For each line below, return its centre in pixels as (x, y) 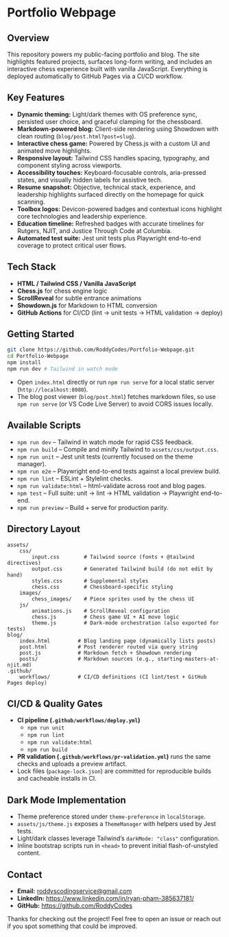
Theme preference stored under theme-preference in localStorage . (111, 816)
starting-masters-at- (188, 659)
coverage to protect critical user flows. (72, 245)
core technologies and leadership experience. (82, 216)
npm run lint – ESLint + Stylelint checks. (74, 478)
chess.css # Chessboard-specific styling (103, 587)
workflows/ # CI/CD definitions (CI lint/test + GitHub (113, 677)
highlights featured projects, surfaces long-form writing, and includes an (110, 62)
